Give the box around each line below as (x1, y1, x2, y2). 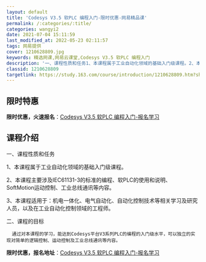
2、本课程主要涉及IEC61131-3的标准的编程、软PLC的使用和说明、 (6, 176, 171, 184)
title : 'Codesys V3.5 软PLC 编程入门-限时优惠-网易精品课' (6, 15, 147, 21)
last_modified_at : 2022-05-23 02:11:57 (6, 37, 109, 43)
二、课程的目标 (6, 217, 44, 225)
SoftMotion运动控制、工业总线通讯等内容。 (6, 184, 115, 191)
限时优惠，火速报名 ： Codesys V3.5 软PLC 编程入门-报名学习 (6, 113, 160, 121)
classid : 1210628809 (6, 65, 59, 72)
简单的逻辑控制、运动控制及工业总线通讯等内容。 (15, 237, 121, 244)
